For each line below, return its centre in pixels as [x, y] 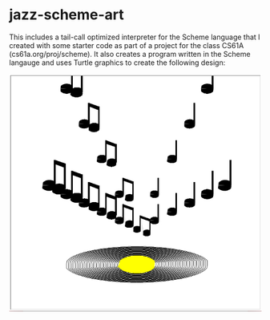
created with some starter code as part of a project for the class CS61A [127, 45]
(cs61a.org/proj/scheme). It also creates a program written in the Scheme [130, 54]
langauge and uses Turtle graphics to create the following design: [117, 63]
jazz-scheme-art [67, 15]
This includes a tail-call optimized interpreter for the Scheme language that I [135, 37]
